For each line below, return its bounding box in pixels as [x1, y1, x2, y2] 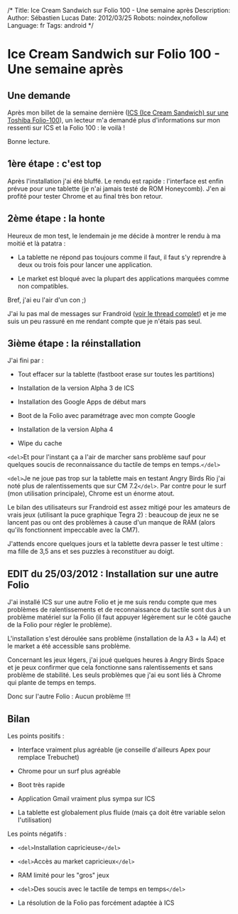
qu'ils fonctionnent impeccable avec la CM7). [7, 526, 140, 535]
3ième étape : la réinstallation [7, 337, 141, 350]
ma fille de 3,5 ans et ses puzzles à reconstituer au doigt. [7, 547, 175, 556]
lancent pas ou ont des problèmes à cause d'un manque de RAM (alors [7, 518, 215, 527]
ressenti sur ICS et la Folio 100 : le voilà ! [7, 124, 126, 132]
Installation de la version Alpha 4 [17, 425, 114, 434]
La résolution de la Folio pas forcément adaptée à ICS [17, 898, 175, 907]
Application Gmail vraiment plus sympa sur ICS [17, 794, 156, 803]
